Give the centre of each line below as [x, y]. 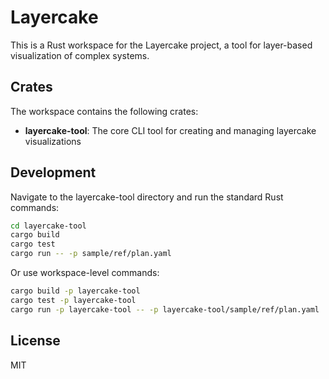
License [35, 341]
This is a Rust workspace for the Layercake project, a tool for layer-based [161, 45]
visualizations [53, 141]
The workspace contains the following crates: [104, 111]
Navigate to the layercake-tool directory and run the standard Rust [147, 197]
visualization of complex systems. [80, 55]
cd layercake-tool [48, 226]
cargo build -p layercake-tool [75, 291]
